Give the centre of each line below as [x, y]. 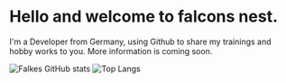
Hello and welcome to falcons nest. [143, 17]
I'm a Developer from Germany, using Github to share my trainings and [141, 41]
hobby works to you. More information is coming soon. [111, 51]
